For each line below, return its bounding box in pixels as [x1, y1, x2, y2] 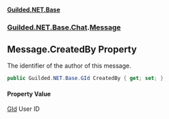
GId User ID [7, 105, 40, 113]
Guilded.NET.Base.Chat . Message [7, 23, 121, 32]
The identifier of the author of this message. [7, 62, 131, 70]
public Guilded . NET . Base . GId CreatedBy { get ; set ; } [7, 75, 164, 82]
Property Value [7, 90, 51, 98]
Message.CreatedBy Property [7, 43, 137, 55]
